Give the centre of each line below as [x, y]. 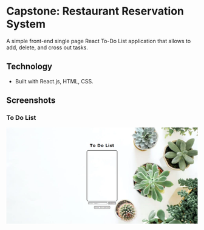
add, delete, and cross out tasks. [47, 47]
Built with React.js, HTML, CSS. [54, 81]
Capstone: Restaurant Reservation [95, 11]
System [26, 24]
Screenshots [31, 101]
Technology [29, 67]
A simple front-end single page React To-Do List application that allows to [99, 41]
